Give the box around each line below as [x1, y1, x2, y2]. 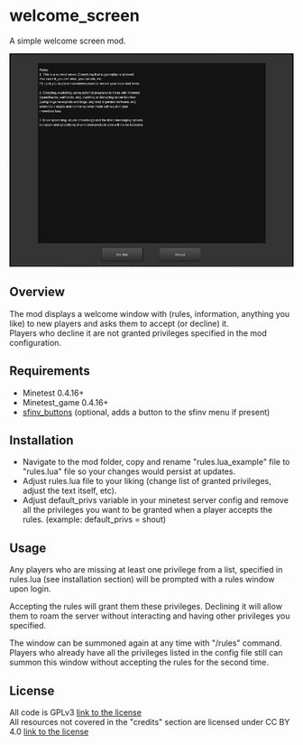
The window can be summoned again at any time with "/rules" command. [9, 638, 282, 648]
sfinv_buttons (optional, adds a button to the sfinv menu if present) [22, 406, 271, 417]
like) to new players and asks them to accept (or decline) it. [9, 318, 229, 329]
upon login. [9, 583, 51, 594]
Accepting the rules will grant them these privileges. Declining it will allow [9, 601, 282, 612]
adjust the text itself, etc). [22, 485, 117, 497]
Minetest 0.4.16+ [22, 387, 85, 398]
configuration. [9, 337, 61, 348]
